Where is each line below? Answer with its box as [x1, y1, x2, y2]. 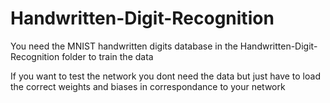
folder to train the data [61, 50, 154, 62]
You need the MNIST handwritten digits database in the [10, 40, 238, 52]
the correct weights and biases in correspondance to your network [10, 80, 286, 92]
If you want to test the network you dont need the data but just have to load [10, 70, 321, 82]
